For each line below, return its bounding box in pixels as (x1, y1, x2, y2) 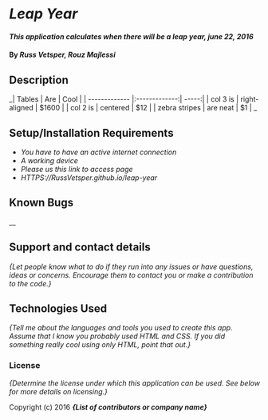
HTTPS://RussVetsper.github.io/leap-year (20, 173, 158, 182)
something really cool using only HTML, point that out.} (9, 340, 191, 350)
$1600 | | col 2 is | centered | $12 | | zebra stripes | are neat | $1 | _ (39, 103, 258, 113)
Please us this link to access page (20, 165, 134, 174)
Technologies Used (9, 302, 107, 316)
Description (9, 73, 69, 86)
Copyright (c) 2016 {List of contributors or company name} (9, 402, 208, 412)
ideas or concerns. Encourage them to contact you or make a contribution (9, 270, 254, 280)
